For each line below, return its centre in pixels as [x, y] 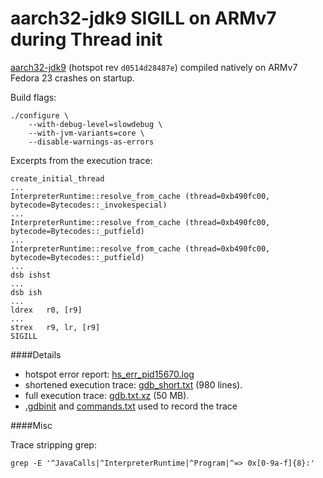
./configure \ [40, 115]
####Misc [31, 425]
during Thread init [86, 39]
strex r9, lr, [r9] [55, 327]
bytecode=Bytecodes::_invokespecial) [89, 205]
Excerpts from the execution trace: [81, 160]
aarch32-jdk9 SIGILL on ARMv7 [143, 18]
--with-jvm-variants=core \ [86, 133]
